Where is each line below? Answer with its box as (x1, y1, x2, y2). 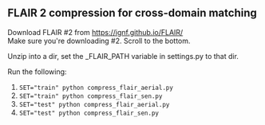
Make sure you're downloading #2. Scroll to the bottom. (7, 36, 191, 45)
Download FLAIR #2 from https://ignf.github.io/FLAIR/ (7, 27, 184, 37)
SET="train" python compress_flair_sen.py (18, 92, 163, 100)
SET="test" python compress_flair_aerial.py (18, 100, 170, 108)
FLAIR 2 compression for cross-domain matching (7, 6, 257, 20)
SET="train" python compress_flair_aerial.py (18, 84, 173, 92)
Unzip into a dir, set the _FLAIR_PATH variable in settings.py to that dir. (7, 51, 239, 61)
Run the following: (7, 67, 67, 76)
